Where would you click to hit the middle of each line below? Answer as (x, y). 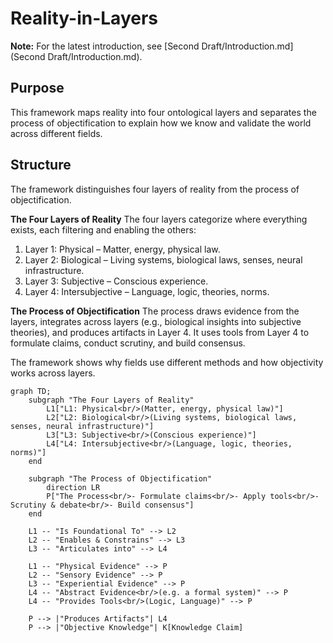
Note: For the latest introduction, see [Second (105, 46)
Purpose (37, 88)
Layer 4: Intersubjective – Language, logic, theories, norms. (147, 291)
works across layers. (53, 373)
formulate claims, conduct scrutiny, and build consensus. (128, 343)
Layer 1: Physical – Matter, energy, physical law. (122, 249)
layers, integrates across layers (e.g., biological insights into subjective (156, 321)
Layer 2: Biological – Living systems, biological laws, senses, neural (163, 259)
